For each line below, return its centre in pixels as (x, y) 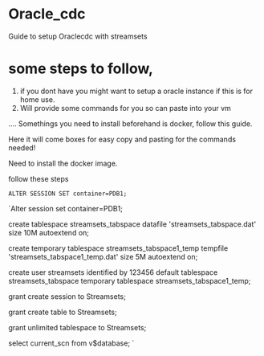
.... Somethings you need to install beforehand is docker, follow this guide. (130, 123)
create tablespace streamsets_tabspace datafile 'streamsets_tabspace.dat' (132, 224)
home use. (37, 99)
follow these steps (39, 178)
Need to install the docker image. (63, 163)
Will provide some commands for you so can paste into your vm (125, 108)
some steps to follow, (81, 69)
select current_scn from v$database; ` (71, 343)
